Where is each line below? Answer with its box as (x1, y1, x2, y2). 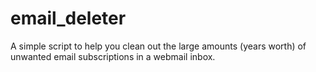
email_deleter (10, 7, 127, 30)
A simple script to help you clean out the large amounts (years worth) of (10, 40, 307, 52)
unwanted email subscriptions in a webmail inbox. (10, 50, 216, 62)
